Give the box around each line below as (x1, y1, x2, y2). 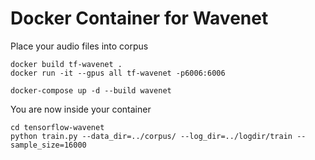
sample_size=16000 (10, 140, 87, 150)
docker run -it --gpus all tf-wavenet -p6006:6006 (10, 68, 226, 78)
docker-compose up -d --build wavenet (10, 85, 172, 96)
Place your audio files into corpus (10, 40, 149, 52)
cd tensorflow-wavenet (10, 122, 105, 132)
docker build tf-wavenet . (10, 59, 123, 69)
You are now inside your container (10, 103, 152, 115)
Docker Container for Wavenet (10, 7, 269, 30)
